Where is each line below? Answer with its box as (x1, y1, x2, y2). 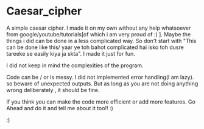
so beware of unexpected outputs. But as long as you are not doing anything (6, 80, 199, 87)
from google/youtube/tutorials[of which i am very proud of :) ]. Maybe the (6, 30, 191, 38)
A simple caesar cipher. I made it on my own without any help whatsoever (6, 24, 191, 31)
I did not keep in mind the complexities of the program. (6, 62, 144, 69)
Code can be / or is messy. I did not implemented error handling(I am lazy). (6, 73, 194, 81)
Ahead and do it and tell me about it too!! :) (6, 104, 114, 111)
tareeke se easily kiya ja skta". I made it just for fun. (6, 50, 135, 57)
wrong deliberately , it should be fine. (6, 86, 100, 93)
